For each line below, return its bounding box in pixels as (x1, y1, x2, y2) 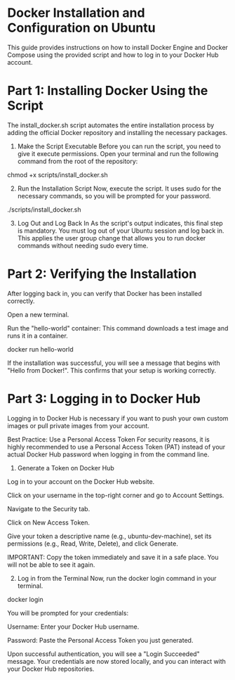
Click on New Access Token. (7, 518, 90, 527)
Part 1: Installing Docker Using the (7, 83, 208, 99)
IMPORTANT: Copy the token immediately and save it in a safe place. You (7, 553, 219, 561)
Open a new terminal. (7, 310, 69, 319)
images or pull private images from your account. (7, 421, 149, 430)
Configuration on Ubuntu (7, 20, 156, 36)
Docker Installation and (7, 5, 145, 21)
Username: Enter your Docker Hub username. (7, 622, 140, 631)
